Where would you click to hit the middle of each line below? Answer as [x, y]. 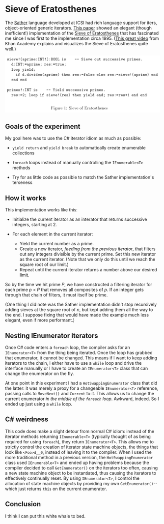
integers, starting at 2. [35, 225]
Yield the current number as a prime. [57, 244]
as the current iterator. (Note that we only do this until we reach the [87, 260]
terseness [22, 182]
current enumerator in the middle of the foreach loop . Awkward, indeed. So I [82, 399]
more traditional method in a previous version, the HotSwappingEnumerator [79, 457]
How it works [26, 198]
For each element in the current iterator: [53, 234]
